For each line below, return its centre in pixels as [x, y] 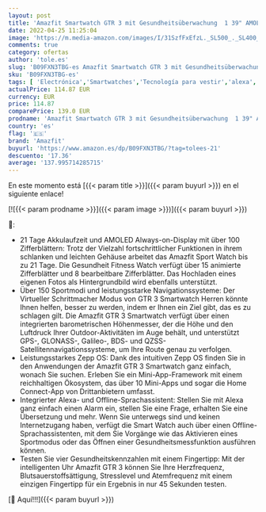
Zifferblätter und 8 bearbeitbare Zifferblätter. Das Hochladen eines [128, 273]
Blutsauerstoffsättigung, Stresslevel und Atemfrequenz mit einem [126, 476]
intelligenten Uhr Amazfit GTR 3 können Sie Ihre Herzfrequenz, [122, 468]
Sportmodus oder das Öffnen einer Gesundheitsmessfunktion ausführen [137, 442]
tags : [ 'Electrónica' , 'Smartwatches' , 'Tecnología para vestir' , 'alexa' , [133, 82]
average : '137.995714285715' [56, 163]
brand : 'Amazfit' [37, 141]
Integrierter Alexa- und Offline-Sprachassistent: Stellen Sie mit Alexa [131, 400]
